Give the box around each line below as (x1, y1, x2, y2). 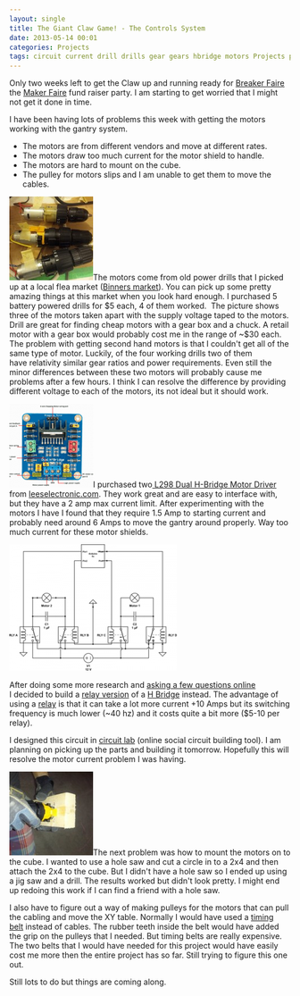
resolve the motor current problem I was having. (9, 754, 187, 765)
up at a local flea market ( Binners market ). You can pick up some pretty (9, 281, 272, 292)
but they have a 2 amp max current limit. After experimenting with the (9, 498, 265, 509)
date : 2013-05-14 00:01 (9, 33, 98, 42)
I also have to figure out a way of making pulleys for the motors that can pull (9, 902, 289, 913)
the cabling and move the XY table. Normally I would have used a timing (9, 912, 274, 923)
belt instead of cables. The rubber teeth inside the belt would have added (9, 921, 279, 933)
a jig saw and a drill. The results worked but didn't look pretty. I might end (9, 875, 279, 886)
